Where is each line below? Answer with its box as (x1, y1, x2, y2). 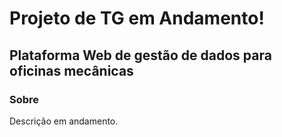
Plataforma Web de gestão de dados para (9, 47, 272, 64)
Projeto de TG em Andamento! (9, 7, 265, 30)
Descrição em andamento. (9, 115, 119, 127)
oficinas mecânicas (9, 62, 134, 79)
